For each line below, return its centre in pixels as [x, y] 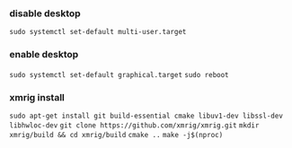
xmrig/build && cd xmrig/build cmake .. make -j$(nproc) [116, 135]
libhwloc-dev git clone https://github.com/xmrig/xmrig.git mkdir [134, 125]
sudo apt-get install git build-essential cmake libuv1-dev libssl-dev [146, 116]
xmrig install [37, 97]
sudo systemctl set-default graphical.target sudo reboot [119, 74]
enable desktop [44, 55]
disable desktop [45, 13]
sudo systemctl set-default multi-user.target [98, 32]
